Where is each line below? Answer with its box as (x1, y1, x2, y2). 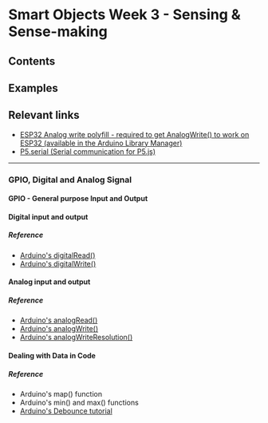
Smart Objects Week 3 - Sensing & (8, 6, 241, 24)
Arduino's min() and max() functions (19, 397, 140, 407)
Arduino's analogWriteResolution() (19, 333, 133, 342)
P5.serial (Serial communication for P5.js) (19, 146, 156, 156)
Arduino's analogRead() (19, 315, 98, 325)
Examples (8, 81, 58, 95)
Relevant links (8, 109, 80, 122)
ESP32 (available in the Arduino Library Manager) (19, 138, 183, 148)
